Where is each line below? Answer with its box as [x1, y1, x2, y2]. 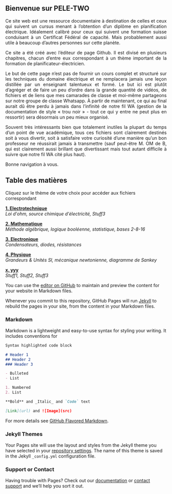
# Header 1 [5, 352, 29, 357]
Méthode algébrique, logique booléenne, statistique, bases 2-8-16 [5, 226, 145, 232]
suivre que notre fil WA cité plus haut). [5, 151, 86, 157]
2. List [5, 390, 22, 395]
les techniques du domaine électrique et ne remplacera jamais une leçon [5, 75, 167, 82]
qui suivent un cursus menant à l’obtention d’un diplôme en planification [5, 23, 167, 29]
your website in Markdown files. [5, 288, 73, 294]
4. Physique [5, 251, 32, 257]
